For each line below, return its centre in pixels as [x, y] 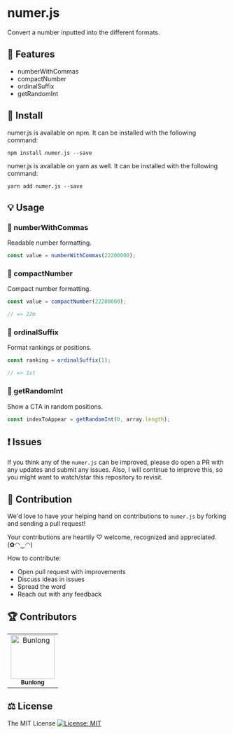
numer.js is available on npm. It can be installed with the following [102, 132]
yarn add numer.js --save [45, 186]
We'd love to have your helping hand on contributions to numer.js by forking [117, 516]
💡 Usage [26, 207]
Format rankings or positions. [50, 348]
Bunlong [33, 682]
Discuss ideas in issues [51, 579]
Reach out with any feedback [59, 594]
